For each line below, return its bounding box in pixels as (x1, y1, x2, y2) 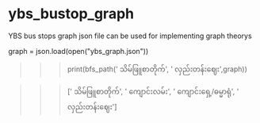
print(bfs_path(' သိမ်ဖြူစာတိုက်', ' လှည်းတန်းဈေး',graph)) (67, 64, 248, 74)
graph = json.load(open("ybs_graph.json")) (8, 46, 149, 56)
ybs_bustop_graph (8, 5, 135, 23)
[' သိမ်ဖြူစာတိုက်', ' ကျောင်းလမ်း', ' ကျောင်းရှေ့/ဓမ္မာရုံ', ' (67, 86, 239, 96)
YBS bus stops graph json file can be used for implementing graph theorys (8, 31, 252, 40)
